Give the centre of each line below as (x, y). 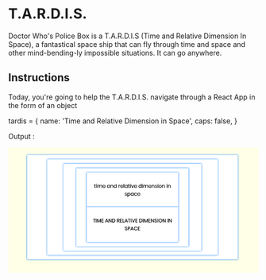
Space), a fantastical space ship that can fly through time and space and (127, 44)
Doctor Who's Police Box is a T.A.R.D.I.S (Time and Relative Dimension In (127, 36)
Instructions (39, 78)
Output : (21, 136)
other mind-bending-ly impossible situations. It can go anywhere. (115, 52)
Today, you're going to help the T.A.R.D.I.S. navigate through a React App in (132, 97)
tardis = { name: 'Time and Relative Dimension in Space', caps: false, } (123, 121)
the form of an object (43, 105)
